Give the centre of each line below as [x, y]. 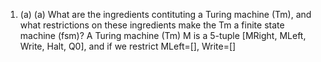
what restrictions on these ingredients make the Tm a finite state [152, 25]
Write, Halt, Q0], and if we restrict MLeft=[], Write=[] [128, 46]
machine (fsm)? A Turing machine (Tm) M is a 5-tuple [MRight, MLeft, [163, 35]
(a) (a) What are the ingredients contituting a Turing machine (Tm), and [165, 14]
